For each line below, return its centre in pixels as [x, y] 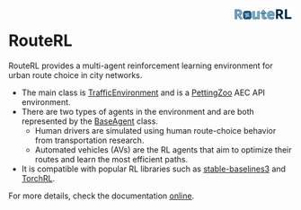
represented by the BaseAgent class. [90, 121]
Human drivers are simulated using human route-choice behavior [155, 130]
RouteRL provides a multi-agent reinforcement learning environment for [141, 66]
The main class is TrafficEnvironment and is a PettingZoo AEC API [143, 92]
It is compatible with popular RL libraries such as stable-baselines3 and [154, 169]
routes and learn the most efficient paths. [111, 159]
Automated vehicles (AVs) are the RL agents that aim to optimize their [164, 149]
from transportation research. [89, 140]
